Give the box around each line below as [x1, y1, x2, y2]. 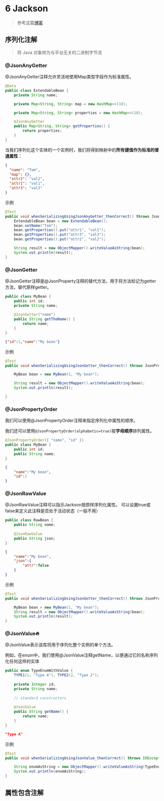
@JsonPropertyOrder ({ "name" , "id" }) [5, 438, 84, 443]
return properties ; [22, 128, 62, 133]
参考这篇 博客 [17, 20, 43, 25]
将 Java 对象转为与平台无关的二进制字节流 [17, 50, 102, 55]
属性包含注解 [5, 788, 44, 797]
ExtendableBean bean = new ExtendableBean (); [14, 219, 108, 224]
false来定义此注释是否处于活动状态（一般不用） [5, 508, 101, 514]
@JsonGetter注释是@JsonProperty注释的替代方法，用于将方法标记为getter [5, 278, 156, 284]
